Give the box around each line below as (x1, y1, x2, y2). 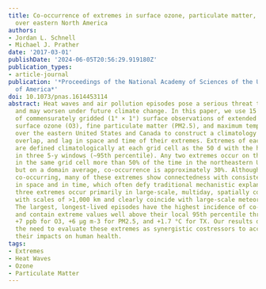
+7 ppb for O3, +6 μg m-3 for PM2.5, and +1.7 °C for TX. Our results (15, 218, 253, 226)
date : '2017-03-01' (8, 48, 73, 56)
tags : (8, 240, 26, 248)
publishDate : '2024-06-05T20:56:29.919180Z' (8, 56, 158, 64)
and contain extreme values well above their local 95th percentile (15, 211, 246, 219)
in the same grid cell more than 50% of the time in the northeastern (15, 159, 253, 167)
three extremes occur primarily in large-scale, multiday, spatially (15, 188, 249, 196)
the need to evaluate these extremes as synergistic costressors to (15, 225, 246, 234)
